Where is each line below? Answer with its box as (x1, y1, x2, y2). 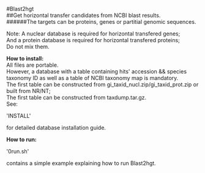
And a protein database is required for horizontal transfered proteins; (6, 37, 181, 43)
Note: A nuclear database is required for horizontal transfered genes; (6, 30, 181, 37)
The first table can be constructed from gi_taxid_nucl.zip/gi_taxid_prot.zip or (6, 81, 199, 88)
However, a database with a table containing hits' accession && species (6, 68, 187, 75)
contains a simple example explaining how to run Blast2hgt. (6, 160, 156, 167)
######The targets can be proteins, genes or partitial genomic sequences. (6, 18, 196, 25)
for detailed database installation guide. (6, 124, 106, 131)
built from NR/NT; (6, 87, 51, 94)
